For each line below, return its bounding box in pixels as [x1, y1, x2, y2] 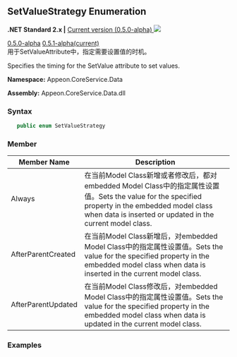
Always [11, 194, 35, 204]
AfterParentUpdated [11, 300, 78, 310]
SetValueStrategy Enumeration [7, 6, 147, 18]
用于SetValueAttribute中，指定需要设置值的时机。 [7, 47, 151, 56]
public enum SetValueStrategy [16, 123, 106, 130]
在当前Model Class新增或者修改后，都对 [84, 171, 217, 181]
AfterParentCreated [11, 250, 76, 260]
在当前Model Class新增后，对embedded [84, 231, 218, 241]
